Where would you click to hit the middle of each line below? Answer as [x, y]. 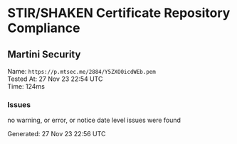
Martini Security [44, 54]
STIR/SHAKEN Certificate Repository [119, 13]
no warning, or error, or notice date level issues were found [94, 120]
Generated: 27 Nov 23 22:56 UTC [57, 134]
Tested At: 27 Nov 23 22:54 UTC [55, 79]
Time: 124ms [26, 86]
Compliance [44, 28]
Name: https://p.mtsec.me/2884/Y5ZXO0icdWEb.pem [82, 71]
